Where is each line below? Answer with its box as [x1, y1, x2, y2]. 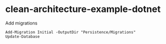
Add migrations [5, 20, 38, 26]
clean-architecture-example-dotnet [5, 3, 161, 15]
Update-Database [5, 34, 40, 39]
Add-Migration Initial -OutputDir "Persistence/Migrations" [5, 29, 136, 34]
